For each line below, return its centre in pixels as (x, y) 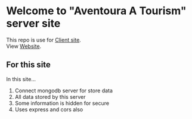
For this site (28, 65)
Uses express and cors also (49, 109)
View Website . (24, 46)
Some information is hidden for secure (62, 103)
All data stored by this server (50, 97)
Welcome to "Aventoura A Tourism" (96, 11)
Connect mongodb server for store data (64, 91)
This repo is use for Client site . (44, 40)
